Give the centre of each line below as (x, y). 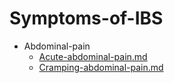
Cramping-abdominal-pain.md (101, 67)
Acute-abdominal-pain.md (93, 56)
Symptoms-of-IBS (86, 18)
